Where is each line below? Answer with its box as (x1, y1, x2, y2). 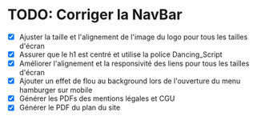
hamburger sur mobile (18, 86, 93, 95)
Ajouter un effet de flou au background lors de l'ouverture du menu (18, 76, 241, 86)
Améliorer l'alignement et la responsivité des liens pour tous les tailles (18, 58, 250, 69)
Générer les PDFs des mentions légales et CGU (18, 94, 175, 103)
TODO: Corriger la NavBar (7, 6, 183, 24)
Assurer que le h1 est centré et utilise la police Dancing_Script (18, 50, 223, 59)
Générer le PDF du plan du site (18, 102, 121, 113)
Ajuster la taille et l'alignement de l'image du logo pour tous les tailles (18, 32, 248, 42)
